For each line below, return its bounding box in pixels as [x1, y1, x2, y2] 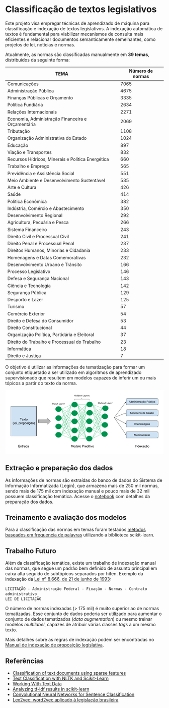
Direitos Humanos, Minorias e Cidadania [7, 247, 91, 253]
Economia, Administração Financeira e [7, 116, 87, 122]
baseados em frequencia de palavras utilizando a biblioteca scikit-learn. [5, 532, 155, 538]
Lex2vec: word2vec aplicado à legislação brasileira [12, 697, 119, 703]
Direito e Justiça [7, 353, 41, 359]
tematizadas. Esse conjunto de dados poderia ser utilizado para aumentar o [5, 611, 162, 617]
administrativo [5, 591, 37, 596]
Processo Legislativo [7, 268, 51, 275]
